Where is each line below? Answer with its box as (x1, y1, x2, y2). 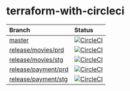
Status (74, 26, 94, 34)
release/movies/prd (9, 45, 65, 54)
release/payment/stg (9, 75, 68, 83)
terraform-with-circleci (6, 4, 125, 18)
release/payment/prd (9, 65, 69, 73)
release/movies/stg (9, 55, 64, 63)
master (9, 36, 29, 44)
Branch (9, 26, 31, 34)
